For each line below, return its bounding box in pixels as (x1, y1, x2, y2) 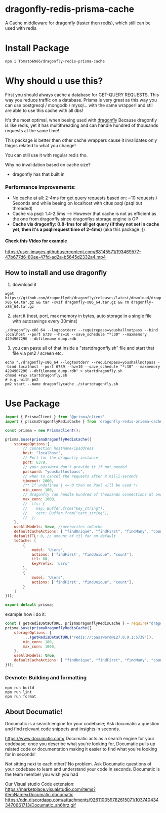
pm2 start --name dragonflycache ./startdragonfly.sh (5, 381, 119, 387)
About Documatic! (5, 707, 63, 716)
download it (12, 281, 37, 288)
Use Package (5, 398, 60, 409)
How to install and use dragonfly (5, 269, 107, 277)
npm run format (5, 694, 37, 699)
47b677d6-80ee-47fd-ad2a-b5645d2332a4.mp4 (5, 254, 106, 260)
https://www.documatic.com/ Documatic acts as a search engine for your (5, 736, 155, 742)
